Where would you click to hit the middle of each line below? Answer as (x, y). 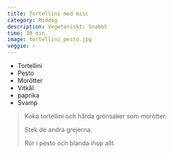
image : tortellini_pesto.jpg (50, 40)
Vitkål (25, 88)
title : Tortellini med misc (48, 14)
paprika (28, 95)
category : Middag (32, 20)
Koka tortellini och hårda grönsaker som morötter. (96, 116)
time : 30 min (26, 33)
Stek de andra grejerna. (58, 130)
